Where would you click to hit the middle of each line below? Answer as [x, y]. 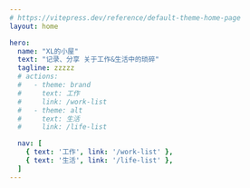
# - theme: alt [50, 110]
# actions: [38, 77]
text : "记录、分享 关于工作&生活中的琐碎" [89, 60]
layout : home [34, 26]
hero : [19, 43]
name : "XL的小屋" [48, 51]
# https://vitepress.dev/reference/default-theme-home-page [125, 18]
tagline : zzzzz [46, 68]
